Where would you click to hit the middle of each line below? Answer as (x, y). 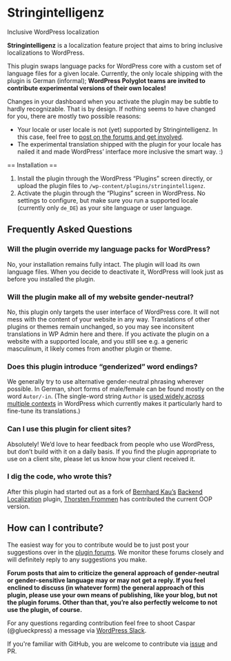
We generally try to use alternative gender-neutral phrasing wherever (106, 382)
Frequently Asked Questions (70, 230)
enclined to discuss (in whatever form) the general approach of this (106, 587)
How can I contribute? (56, 528)
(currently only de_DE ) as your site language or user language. (105, 207)
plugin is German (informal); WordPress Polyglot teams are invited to (106, 80)
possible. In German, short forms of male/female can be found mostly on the (116, 389)
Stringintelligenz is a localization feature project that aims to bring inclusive (115, 45)
